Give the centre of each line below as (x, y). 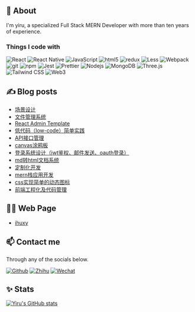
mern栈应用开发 (34, 174)
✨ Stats (20, 289)
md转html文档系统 (37, 160)
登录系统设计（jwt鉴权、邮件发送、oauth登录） (72, 152)
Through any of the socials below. (47, 259)
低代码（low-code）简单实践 (50, 130)
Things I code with (33, 47)
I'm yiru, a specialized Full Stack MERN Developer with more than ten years (97, 25)
